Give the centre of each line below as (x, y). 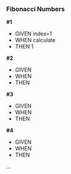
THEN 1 (24, 46)
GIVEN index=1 (33, 34)
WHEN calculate (35, 40)
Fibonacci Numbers (35, 9)
